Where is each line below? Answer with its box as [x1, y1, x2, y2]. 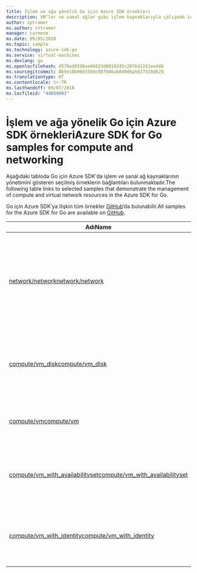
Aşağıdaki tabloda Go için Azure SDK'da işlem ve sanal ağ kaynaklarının [6, 173, 179, 180]
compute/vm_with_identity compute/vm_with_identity [9, 531, 154, 540]
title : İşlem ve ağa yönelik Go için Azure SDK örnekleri [6, 8, 151, 15]
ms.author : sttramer [6, 25, 57, 31]
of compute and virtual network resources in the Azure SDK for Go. [6, 191, 168, 198]
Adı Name [84, 223, 112, 231]
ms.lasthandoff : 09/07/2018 [6, 85, 75, 91]
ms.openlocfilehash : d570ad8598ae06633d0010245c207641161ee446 [6, 63, 164, 69]
